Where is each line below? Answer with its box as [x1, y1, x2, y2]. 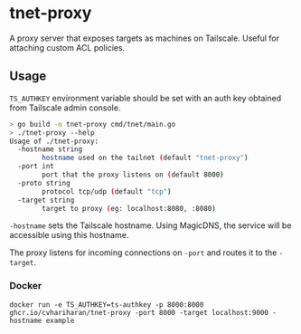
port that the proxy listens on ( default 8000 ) [42, 170, 224, 179]
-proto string [17, 178, 71, 187]
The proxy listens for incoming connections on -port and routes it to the [9, 247, 277, 258]
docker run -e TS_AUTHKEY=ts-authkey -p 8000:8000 [9, 300, 204, 310]
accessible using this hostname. [9, 230, 129, 241]
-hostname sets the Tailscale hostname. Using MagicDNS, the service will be [9, 220, 292, 231]
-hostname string [17, 145, 83, 154]
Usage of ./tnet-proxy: [9, 137, 99, 146]
